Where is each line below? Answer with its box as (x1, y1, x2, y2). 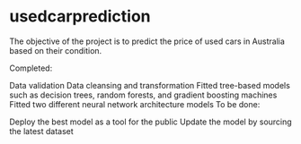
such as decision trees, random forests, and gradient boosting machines (9, 89, 278, 100)
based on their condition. (9, 45, 102, 55)
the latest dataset (9, 125, 74, 136)
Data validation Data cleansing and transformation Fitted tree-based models (9, 80, 290, 90)
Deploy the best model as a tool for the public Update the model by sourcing (9, 116, 292, 127)
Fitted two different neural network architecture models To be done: (9, 98, 261, 109)
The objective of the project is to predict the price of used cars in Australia (9, 36, 286, 47)
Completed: (9, 63, 53, 73)
